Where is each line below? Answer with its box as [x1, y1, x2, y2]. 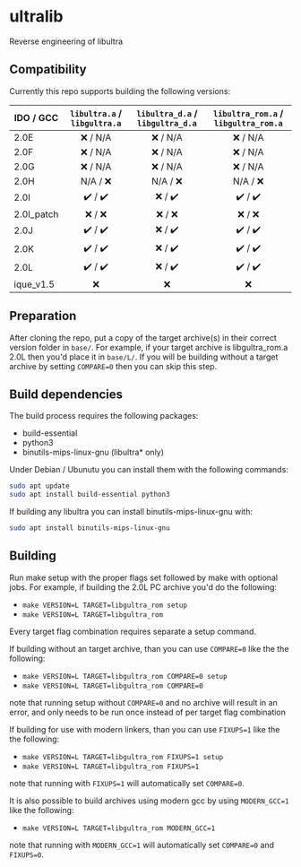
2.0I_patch [13, 208, 59, 221]
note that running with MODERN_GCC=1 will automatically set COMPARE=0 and [9, 839, 275, 850]
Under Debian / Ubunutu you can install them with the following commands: [9, 464, 288, 475]
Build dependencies [9, 386, 124, 402]
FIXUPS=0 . [9, 849, 45, 860]
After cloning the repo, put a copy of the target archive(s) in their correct [9, 332, 278, 342]
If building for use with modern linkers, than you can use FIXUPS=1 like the [9, 724, 280, 734]
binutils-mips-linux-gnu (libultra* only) [21, 447, 164, 458]
